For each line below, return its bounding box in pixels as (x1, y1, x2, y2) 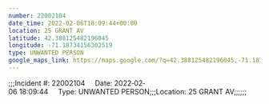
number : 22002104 (8, 11, 66, 20)
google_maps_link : (8, 57, 70, 65)
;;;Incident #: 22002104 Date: (8, 78, 113, 88)
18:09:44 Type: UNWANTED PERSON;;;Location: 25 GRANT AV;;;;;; (18, 86, 247, 96)
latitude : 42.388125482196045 (8, 34, 110, 42)
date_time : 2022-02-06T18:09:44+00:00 (8, 19, 138, 27)
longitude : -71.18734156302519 (8, 42, 113, 50)
